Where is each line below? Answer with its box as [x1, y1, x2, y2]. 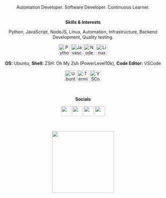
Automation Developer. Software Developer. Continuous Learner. [16, 4, 150, 10]
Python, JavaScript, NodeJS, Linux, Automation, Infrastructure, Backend [8, 29, 157, 34]
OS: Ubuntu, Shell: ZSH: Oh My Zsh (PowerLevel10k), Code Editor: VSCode [4, 60, 161, 66]
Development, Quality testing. [52, 34, 114, 40]
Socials [75, 96, 91, 102]
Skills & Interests [65, 19, 101, 25]
